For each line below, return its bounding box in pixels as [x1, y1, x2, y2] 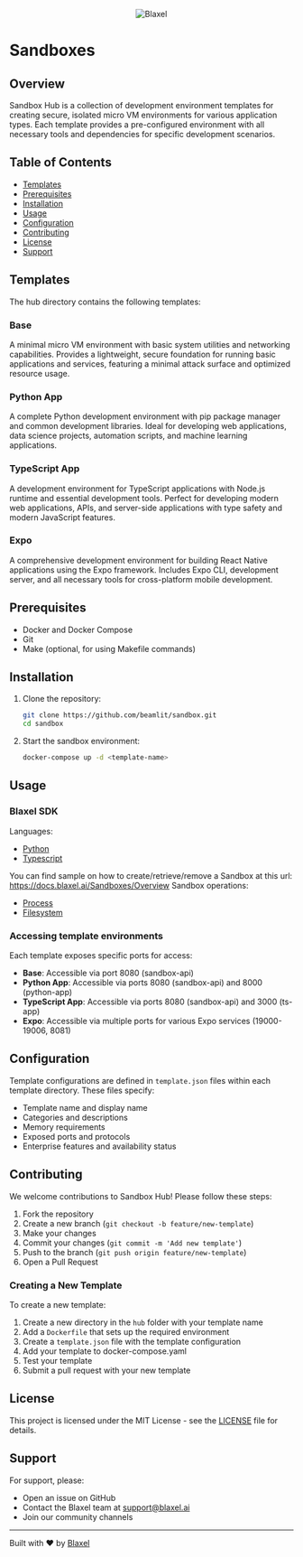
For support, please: [9, 1475, 85, 1486]
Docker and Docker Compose [22, 624, 133, 635]
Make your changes [22, 1227, 96, 1238]
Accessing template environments [9, 929, 164, 942]
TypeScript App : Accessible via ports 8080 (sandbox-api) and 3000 [22, 996, 278, 1007]
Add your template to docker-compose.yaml [22, 1346, 188, 1357]
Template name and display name [22, 1102, 149, 1113]
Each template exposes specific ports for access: [9, 950, 193, 961]
